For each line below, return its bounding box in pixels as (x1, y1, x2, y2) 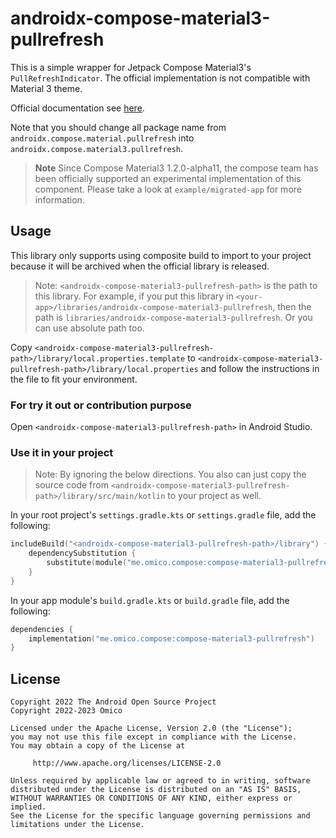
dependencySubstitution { (28, 548, 137, 559)
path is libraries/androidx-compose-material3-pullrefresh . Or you (34, 311, 313, 323)
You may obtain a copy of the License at (10, 741, 186, 751)
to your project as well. (167, 490, 262, 502)
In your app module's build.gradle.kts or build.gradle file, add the (10, 594, 290, 606)
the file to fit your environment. (10, 373, 138, 385)
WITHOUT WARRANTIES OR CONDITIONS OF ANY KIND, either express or (10, 793, 293, 804)
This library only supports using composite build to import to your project (10, 249, 312, 261)
